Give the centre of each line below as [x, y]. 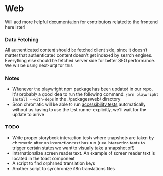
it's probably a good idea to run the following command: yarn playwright [85, 94]
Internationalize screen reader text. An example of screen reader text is [83, 153]
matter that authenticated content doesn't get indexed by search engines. [79, 55]
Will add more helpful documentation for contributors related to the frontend [81, 22]
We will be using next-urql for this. [39, 65]
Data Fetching [22, 39]
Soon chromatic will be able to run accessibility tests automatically [79, 104]
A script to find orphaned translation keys [54, 163]
